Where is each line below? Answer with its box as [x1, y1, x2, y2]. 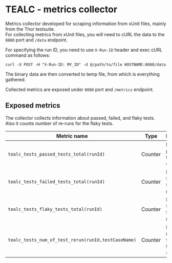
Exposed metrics [5, 101, 60, 110]
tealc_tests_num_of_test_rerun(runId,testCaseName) [8, 237, 137, 243]
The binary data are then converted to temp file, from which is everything [5, 71, 160, 77]
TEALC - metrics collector [5, 4, 118, 15]
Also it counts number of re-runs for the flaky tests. [5, 120, 114, 126]
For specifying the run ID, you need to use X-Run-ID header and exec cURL [5, 47, 163, 53]
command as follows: [5, 52, 50, 58]
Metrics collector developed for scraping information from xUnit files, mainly [5, 20, 166, 27]
